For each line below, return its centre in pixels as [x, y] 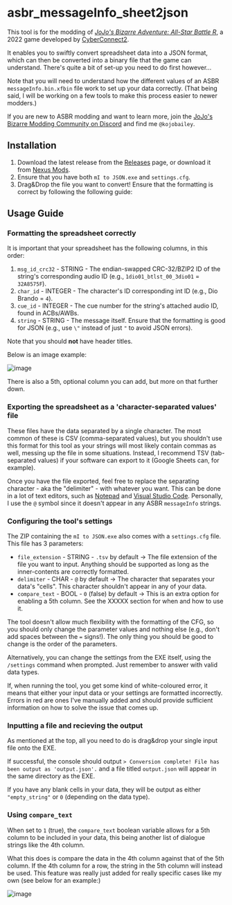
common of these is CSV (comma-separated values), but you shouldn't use [115, 438]
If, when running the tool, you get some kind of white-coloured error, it [107, 686]
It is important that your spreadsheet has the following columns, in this [107, 248]
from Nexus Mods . [44, 169]
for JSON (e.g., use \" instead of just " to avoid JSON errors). [105, 328]
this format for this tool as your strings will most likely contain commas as [112, 446]
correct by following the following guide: [75, 191]
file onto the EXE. [32, 748]
